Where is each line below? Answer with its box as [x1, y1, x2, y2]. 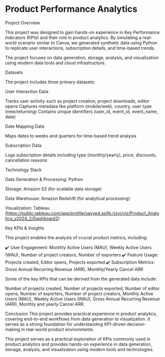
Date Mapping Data [5, 123, 44, 129]
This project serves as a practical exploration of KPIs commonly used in [5, 336, 151, 342]
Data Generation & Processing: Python [5, 176, 83, 182]
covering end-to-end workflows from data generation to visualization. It [5, 316, 151, 321]
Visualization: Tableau [5, 205, 50, 211]
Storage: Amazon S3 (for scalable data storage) [5, 186, 102, 192]
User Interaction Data [5, 88, 48, 94]
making [5, 326, 21, 332]
